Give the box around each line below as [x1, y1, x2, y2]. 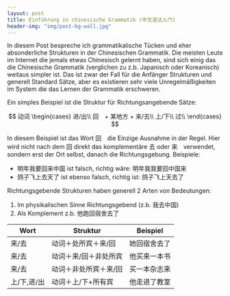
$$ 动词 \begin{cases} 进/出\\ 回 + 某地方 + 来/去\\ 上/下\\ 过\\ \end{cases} [8, 112, 222, 120]
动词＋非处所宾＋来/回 [51, 265, 123, 274]
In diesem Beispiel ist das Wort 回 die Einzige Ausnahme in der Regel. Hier [7, 134, 220, 142]
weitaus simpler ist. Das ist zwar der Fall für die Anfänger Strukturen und [7, 70, 212, 79]
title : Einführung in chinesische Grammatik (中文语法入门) [7, 16, 176, 23]
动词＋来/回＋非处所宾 [51, 252, 123, 261]
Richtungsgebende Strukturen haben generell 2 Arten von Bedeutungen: [7, 187, 212, 195]
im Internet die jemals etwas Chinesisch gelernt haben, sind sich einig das [7, 56, 216, 64]
